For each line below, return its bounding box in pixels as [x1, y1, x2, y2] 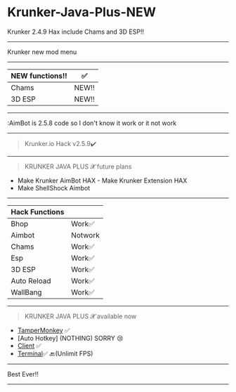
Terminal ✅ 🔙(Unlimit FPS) [17, 349, 93, 358]
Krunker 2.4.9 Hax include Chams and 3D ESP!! [7, 27, 145, 36]
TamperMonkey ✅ [17, 326, 70, 334]
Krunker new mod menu [7, 47, 77, 56]
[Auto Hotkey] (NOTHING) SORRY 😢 [17, 334, 124, 342]
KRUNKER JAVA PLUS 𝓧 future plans [24, 162, 132, 171]
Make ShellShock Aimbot [17, 183, 91, 192]
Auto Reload [11, 275, 51, 285]
